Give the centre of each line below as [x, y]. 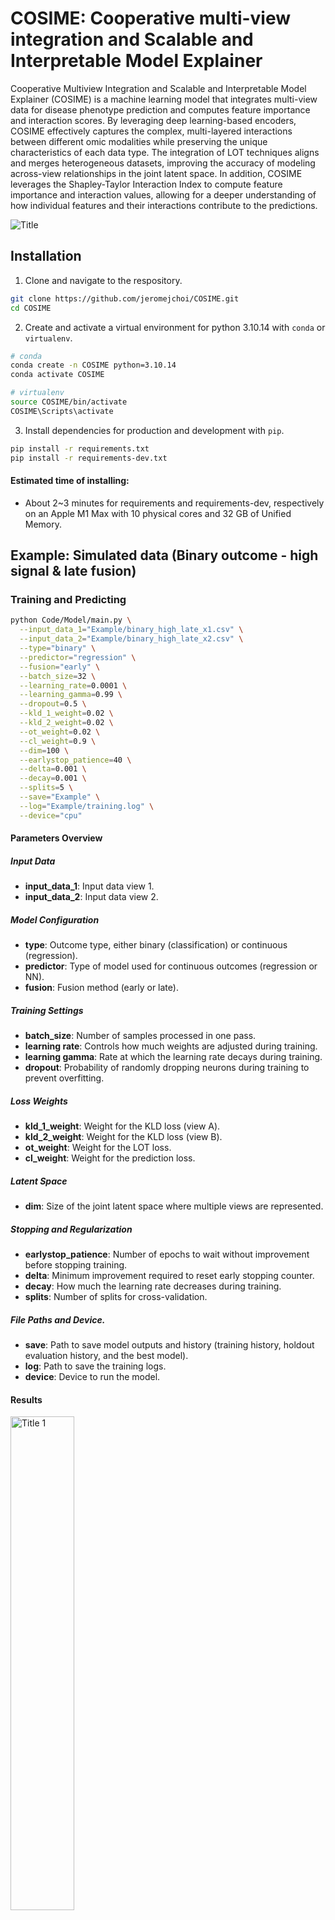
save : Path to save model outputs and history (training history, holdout [169, 1345]
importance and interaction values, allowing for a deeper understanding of [163, 194]
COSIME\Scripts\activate [62, 411]
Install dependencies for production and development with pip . [154, 430]
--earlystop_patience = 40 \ [75, 760]
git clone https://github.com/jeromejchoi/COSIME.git [125, 298]
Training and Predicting [68, 600]
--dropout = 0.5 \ [53, 704]
